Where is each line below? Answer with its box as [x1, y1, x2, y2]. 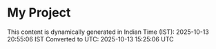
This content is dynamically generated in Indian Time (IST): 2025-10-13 [7, 28, 209, 36]
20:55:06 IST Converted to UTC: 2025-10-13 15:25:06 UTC [7, 35, 174, 43]
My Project [7, 5, 71, 21]
